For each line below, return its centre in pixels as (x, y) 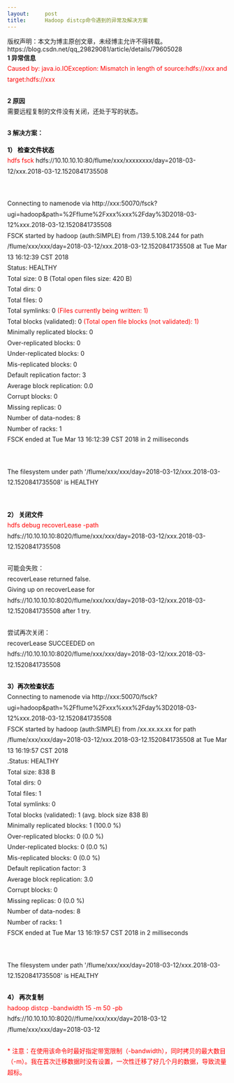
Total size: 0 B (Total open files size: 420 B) (70, 278)
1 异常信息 (22, 57)
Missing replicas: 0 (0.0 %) (46, 900)
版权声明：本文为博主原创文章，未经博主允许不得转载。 (87, 41)
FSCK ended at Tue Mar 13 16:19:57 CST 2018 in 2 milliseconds (98, 933)
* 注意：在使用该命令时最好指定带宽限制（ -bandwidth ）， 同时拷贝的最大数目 (117, 1051)
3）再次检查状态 (31, 686)
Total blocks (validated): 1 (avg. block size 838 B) (78, 815)
